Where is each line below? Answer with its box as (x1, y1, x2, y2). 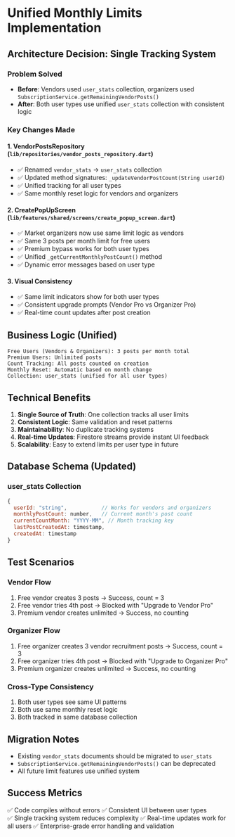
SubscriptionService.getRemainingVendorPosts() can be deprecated (17, 759, 216, 767)
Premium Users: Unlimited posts (7, 354, 102, 362)
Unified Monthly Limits (7, 5, 142, 21)
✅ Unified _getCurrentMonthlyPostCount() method (17, 253, 163, 261)
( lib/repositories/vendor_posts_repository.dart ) (7, 150, 154, 158)
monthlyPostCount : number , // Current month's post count (13, 511, 193, 518)
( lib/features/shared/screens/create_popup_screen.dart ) (7, 213, 175, 222)
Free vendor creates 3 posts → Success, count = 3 (17, 593, 165, 602)
